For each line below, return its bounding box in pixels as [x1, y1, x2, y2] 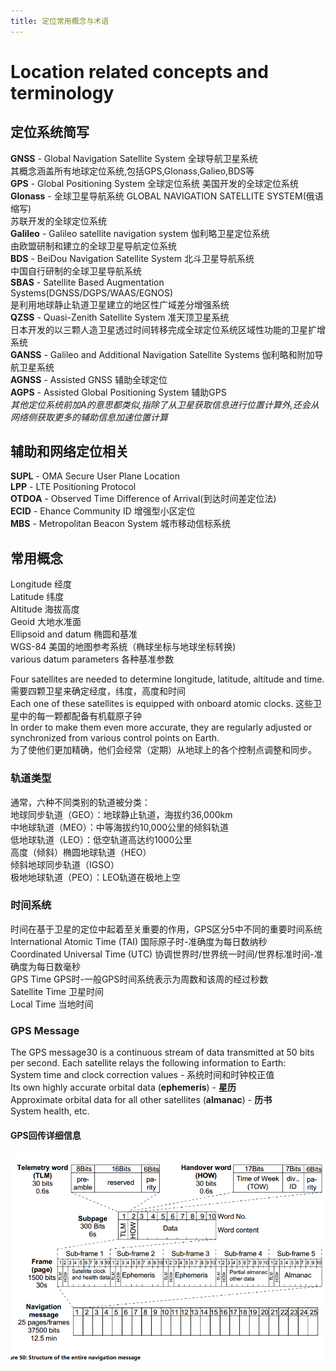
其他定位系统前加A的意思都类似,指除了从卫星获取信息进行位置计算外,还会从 [10, 398, 320, 410]
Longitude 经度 [10, 578, 73, 590]
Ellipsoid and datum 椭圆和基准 [10, 628, 138, 640]
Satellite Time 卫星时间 [10, 985, 104, 997]
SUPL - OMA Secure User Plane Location [10, 470, 180, 482]
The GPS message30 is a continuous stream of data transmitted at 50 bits [10, 1046, 315, 1059]
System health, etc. [10, 1105, 90, 1117]
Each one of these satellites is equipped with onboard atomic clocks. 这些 [10, 698, 314, 710]
